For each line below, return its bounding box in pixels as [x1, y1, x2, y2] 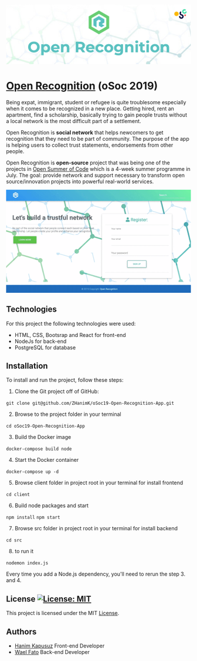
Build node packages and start [14, 502, 89, 509]
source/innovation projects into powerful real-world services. [6, 178, 154, 185]
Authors [6, 626, 37, 637]
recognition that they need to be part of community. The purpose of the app [6, 135, 189, 142]
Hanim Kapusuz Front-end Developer [14, 642, 105, 649]
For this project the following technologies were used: [6, 320, 136, 327]
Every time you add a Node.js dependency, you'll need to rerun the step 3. [6, 570, 186, 578]
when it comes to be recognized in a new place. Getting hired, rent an [6, 105, 175, 112]
